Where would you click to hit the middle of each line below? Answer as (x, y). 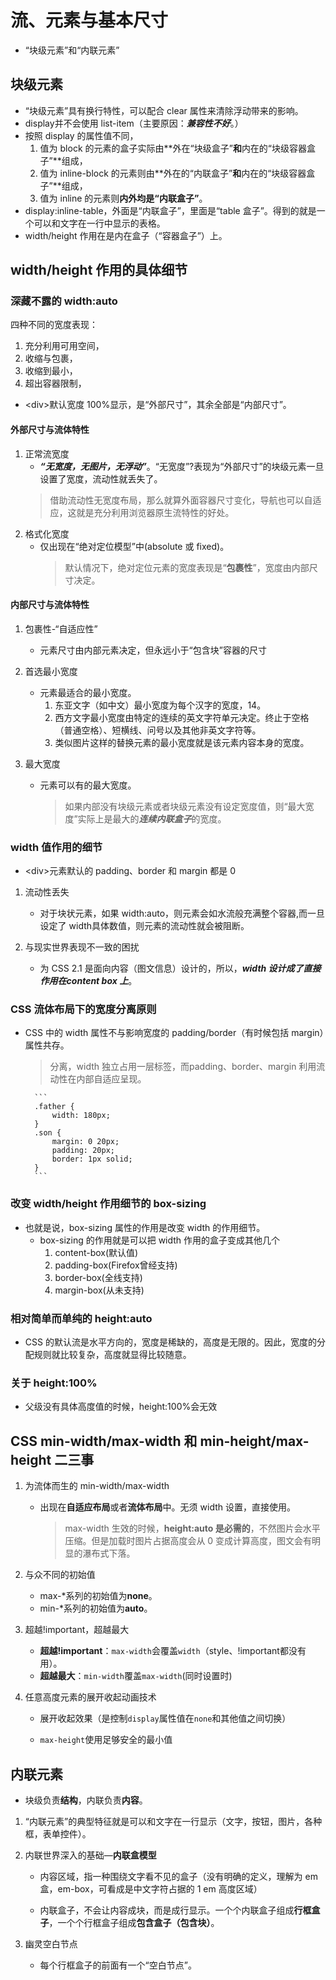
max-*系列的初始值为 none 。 (98, 1596)
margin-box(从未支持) (99, 1290)
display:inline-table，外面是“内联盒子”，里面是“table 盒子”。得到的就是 (170, 210)
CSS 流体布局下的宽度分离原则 (83, 1009)
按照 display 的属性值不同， (81, 135)
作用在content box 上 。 (88, 981)
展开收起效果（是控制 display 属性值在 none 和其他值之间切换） (165, 1718)
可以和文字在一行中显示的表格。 (99, 223)
